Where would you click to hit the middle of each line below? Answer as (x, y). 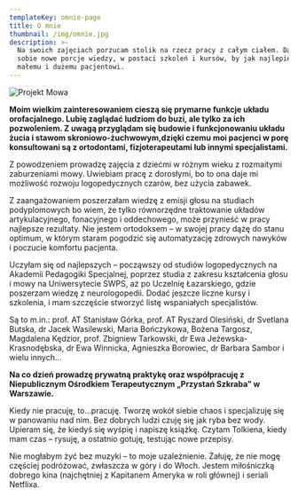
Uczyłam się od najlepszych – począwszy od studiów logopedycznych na (143, 264)
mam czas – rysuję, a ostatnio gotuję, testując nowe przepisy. (122, 438)
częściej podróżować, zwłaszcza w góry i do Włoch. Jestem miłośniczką (142, 465)
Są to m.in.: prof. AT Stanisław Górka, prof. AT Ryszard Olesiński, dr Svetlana (149, 319)
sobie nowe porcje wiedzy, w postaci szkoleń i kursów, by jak (136, 59)
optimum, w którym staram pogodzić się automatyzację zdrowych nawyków (148, 238)
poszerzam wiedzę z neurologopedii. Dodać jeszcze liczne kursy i (130, 293)
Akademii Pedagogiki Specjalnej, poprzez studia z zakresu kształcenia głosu (149, 274)
